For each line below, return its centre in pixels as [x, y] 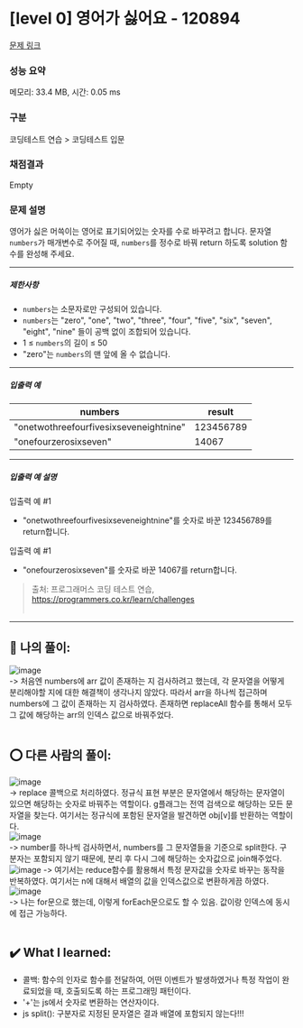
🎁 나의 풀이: [40, 648]
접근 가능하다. [43, 913]
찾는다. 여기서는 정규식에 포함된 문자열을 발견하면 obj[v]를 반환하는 [151, 815]
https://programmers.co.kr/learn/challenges [113, 600]
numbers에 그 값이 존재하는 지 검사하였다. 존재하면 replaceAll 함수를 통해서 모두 [151, 703]
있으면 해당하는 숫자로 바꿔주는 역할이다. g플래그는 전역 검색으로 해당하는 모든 [147, 803]
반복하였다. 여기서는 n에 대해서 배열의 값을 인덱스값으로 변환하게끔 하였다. [139, 881]
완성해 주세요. [50, 254]
